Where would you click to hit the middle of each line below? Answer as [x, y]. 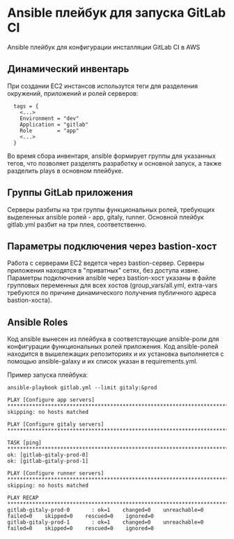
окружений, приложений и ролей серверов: [73, 93]
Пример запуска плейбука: [48, 375]
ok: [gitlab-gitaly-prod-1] [48, 461]
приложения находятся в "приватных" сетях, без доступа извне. [103, 271]
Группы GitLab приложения [70, 193]
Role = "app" [49, 131]
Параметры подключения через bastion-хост [112, 246]
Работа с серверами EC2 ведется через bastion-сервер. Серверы [106, 263]
